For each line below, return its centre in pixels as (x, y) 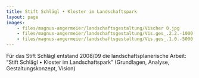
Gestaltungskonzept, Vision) (41, 68)
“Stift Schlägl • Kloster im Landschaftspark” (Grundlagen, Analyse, (88, 62)
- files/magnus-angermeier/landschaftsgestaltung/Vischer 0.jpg (98, 28)
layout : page (22, 17)
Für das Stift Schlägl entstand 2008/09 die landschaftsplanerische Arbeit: (96, 56)
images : (16, 22)
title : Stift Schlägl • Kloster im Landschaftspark (71, 12)
